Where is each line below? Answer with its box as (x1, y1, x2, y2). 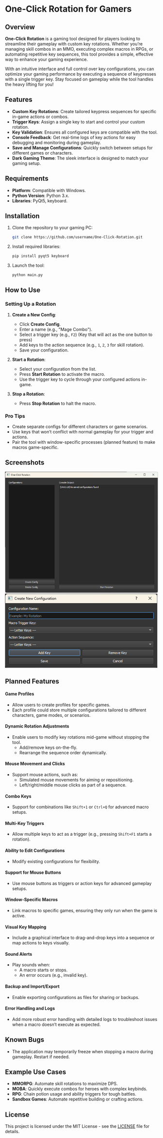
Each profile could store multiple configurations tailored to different (12, 707, 147, 713)
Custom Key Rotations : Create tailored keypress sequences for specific (12, 108, 157, 114)
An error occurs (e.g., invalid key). (19, 972, 88, 978)
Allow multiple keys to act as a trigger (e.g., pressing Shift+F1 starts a (12, 831, 152, 837)
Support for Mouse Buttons (5, 869, 62, 876)
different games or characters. (12, 150, 73, 156)
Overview (5, 23, 35, 31)
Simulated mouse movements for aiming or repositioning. (19, 777, 134, 783)
